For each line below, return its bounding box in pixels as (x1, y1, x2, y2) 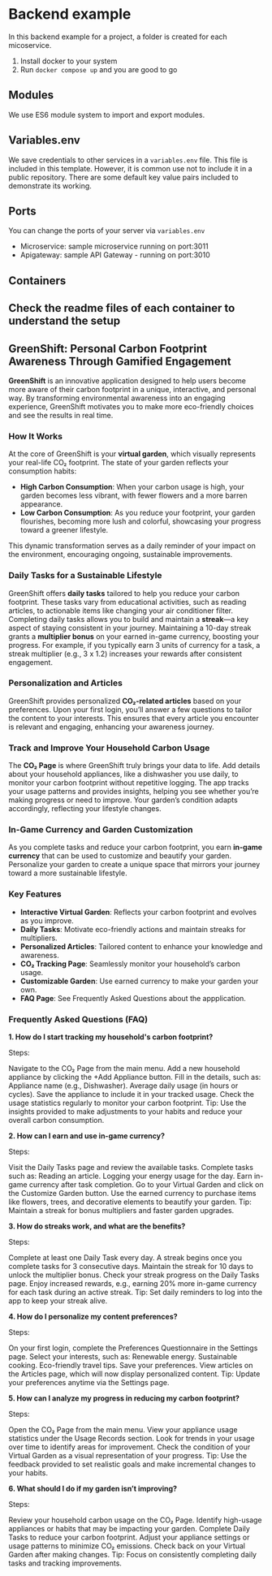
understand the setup (8, 314, 121, 328)
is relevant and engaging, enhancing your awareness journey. (8, 722, 215, 732)
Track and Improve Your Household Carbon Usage (8, 742, 210, 753)
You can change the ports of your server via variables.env (8, 226, 205, 235)
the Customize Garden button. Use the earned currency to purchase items (8, 1189, 257, 1198)
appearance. (19, 499, 63, 509)
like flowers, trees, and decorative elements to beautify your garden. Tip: (8, 1197, 252, 1207)
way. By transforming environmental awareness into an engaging (8, 393, 226, 403)
